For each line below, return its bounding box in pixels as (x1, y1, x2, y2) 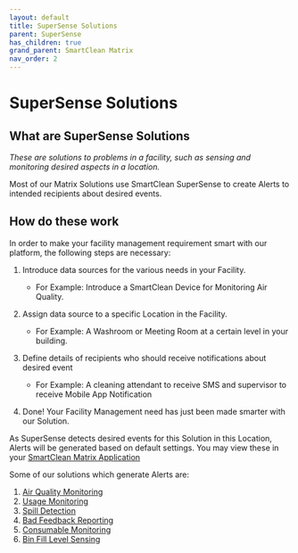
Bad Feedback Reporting (21, 515, 114, 525)
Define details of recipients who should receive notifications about (21, 352, 267, 363)
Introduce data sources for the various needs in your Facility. (21, 264, 246, 275)
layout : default (9, 12, 70, 22)
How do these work (9, 214, 120, 229)
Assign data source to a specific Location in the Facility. (21, 309, 228, 319)
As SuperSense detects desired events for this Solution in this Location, (9, 433, 272, 443)
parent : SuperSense (9, 29, 82, 38)
